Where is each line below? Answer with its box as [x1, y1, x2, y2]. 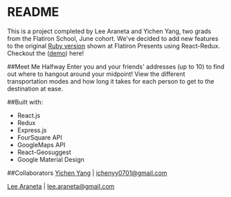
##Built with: [7, 97, 44, 106]
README [7, 4, 59, 20]
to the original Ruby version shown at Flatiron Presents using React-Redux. [7, 41, 220, 50]
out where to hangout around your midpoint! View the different [7, 70, 185, 78]
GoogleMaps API [17, 140, 66, 149]
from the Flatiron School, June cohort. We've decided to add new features [7, 34, 219, 42]
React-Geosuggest [17, 148, 71, 156]
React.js [17, 111, 41, 120]
